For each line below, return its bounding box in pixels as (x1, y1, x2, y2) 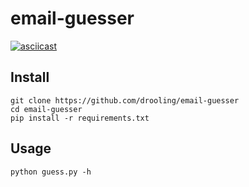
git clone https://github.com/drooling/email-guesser (10, 95, 240, 106)
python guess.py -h (10, 167, 92, 177)
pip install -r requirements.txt (10, 113, 150, 123)
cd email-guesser (10, 104, 83, 114)
